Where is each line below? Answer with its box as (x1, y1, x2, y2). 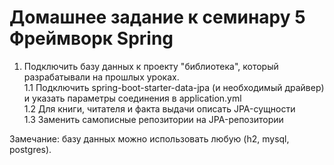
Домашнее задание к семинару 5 (9, 6, 306, 29)
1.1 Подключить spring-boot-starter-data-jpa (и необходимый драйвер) (23, 81, 325, 93)
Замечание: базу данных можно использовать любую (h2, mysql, (9, 132, 290, 145)
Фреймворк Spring (9, 27, 174, 50)
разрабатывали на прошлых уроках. (23, 71, 180, 83)
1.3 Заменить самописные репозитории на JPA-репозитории (23, 113, 284, 125)
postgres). (9, 143, 52, 155)
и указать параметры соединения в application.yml (23, 92, 242, 104)
